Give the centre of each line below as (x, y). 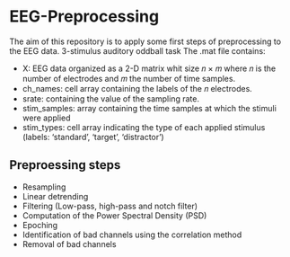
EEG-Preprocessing (84, 17)
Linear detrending (55, 196)
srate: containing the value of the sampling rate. (111, 98)
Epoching (40, 225)
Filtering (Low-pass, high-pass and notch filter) (110, 206)
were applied (46, 118)
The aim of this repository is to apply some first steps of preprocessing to (145, 41)
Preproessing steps (65, 165)
